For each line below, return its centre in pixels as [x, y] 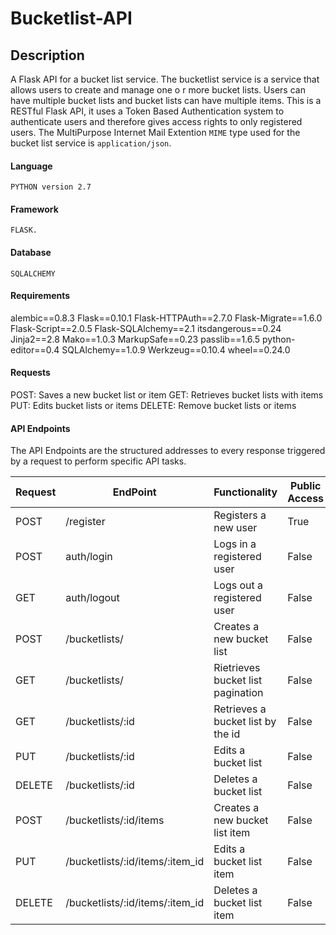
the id [227, 734]
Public [305, 486]
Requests [30, 373]
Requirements [40, 296]
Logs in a [235, 544]
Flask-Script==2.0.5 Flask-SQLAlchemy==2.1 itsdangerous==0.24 [146, 328]
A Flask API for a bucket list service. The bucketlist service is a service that [165, 79]
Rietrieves [237, 668]
